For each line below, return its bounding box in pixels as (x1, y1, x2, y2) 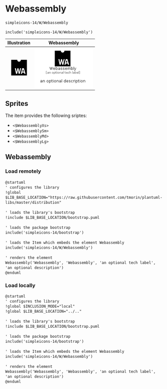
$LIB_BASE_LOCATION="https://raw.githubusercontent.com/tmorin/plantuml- (5, 195, 163, 200)
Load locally (5, 282, 36, 289)
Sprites (5, 99, 29, 108)
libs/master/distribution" (5, 200, 62, 205)
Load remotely (5, 168, 42, 175)
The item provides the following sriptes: (5, 112, 87, 118)
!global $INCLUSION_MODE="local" (5, 304, 75, 309)
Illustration (7, 40, 31, 46)
